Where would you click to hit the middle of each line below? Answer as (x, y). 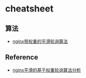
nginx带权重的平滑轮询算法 (40, 41)
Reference (22, 57)
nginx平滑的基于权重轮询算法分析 (46, 70)
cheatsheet (29, 9)
